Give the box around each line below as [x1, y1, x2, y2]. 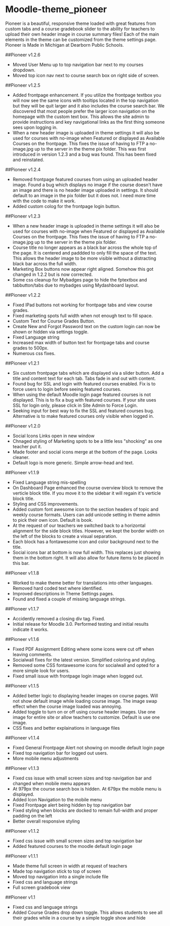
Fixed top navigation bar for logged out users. [12, 750, 108, 756]
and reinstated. [12, 156, 45, 163]
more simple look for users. [12, 667, 70, 673]
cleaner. [12, 454, 30, 460]
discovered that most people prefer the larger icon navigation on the [12, 108, 155, 114]
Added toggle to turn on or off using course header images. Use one [12, 708, 156, 715]
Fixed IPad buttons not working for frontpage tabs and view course [12, 302, 153, 308]
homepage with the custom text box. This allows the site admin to [12, 113, 150, 120]
